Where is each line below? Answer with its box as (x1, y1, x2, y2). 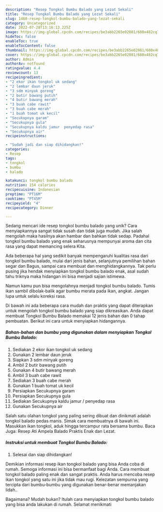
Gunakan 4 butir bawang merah (12, 367, 76, 373)
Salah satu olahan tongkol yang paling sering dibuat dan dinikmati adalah (5, 413, 151, 419)
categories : (5, 147, 30, 152)
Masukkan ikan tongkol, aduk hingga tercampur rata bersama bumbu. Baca (5, 423, 155, 429)
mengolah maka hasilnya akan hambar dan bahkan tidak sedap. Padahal (5, 233, 149, 239)
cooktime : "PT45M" (5, 196, 43, 201)
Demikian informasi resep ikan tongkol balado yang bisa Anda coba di (5, 461, 145, 467)
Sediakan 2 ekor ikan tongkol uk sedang (12, 347, 92, 353)
